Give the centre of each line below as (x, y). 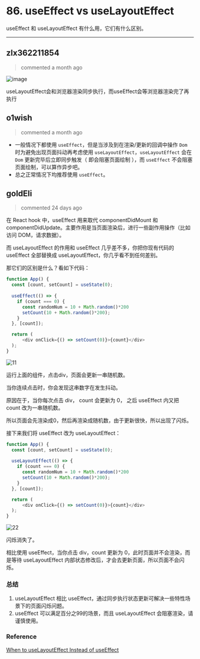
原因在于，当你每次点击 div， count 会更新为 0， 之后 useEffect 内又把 (93, 400)
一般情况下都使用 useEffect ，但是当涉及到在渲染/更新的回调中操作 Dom (101, 144)
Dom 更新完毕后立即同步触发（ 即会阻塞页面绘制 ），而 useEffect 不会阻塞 (104, 159)
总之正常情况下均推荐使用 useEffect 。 (62, 174)
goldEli (19, 193)
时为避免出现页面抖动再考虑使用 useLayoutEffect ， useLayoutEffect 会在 (103, 152)
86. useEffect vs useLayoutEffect (90, 11)
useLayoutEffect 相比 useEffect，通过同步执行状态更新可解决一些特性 (100, 599)
